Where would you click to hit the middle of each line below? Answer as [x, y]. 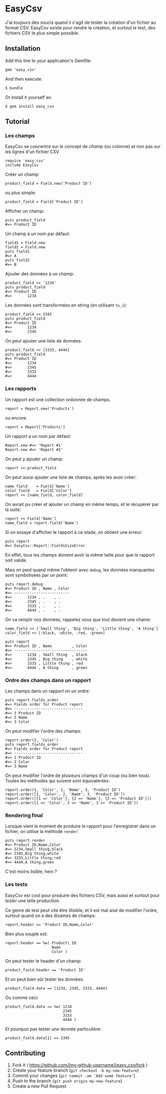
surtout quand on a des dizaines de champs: [51, 916]
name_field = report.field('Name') [42, 523]
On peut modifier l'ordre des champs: [43, 731]
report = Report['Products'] [35, 427]
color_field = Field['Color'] [38, 491]
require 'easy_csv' [25, 161]
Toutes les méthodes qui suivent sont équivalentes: [57, 781]
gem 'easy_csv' [21, 70]
